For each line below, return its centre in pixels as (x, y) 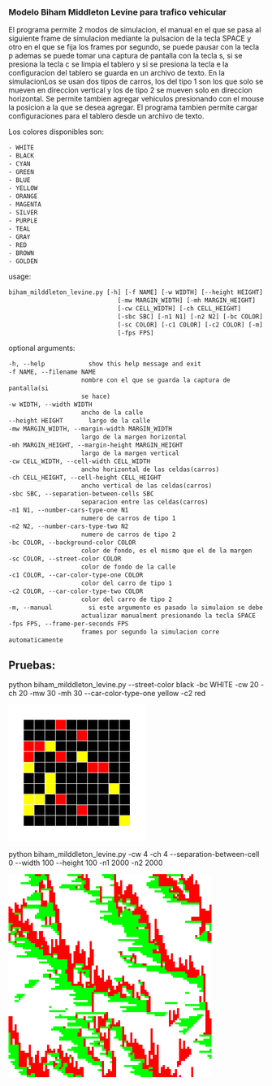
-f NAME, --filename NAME (52, 372)
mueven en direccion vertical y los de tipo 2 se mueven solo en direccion (131, 90)
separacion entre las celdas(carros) (145, 502)
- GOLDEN (23, 262)
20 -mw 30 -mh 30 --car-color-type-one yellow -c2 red (112, 694)
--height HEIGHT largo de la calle (80, 421)
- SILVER (23, 213)
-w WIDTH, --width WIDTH (50, 405)
